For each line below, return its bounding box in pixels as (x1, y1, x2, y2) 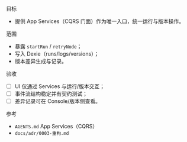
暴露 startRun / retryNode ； (14, 43, 82, 50)
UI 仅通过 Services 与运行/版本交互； (14, 83, 105, 90)
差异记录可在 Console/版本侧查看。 (14, 98, 101, 105)
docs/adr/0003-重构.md (14, 131, 69, 137)
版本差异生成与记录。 (14, 58, 67, 64)
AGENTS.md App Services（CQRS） (14, 123, 98, 130)
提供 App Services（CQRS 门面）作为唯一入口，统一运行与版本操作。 (14, 18, 185, 25)
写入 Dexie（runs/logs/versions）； (14, 50, 99, 57)
